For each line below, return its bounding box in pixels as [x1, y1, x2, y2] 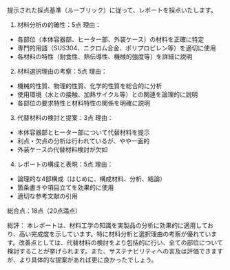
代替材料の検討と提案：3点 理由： [17, 114, 114, 122]
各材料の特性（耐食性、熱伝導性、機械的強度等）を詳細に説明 [17, 52, 193, 61]
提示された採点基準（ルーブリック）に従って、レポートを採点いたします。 [7, 6, 217, 14]
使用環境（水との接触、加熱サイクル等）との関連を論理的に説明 [17, 90, 198, 98]
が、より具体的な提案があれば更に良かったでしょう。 [7, 256, 158, 264]
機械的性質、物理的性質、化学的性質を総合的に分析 [17, 82, 163, 90]
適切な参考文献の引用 [17, 192, 78, 200]
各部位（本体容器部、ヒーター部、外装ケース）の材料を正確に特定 [17, 35, 205, 43]
